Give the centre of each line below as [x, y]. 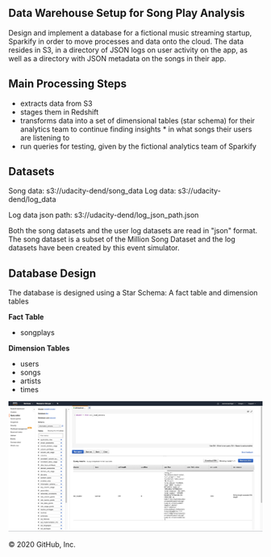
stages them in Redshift [59, 111]
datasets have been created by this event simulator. [94, 248]
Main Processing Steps [68, 84]
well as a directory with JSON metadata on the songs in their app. [117, 58]
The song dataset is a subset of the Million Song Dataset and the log [122, 239]
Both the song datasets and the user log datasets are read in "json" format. [133, 231]
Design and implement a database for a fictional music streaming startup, [130, 32]
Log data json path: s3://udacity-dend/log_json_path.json [104, 215]
